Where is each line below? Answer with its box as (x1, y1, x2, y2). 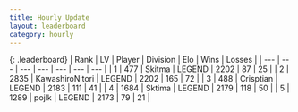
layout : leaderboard (9, 22, 87, 30)
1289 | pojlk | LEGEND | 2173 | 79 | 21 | (9, 92, 150, 103)
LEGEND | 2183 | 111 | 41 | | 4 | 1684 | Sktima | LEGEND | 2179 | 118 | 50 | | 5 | (9, 82, 290, 94)
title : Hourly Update (9, 13, 90, 22)
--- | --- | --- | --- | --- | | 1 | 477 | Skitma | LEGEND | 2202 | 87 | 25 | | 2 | (19, 64, 289, 74)
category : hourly (9, 30, 74, 39)
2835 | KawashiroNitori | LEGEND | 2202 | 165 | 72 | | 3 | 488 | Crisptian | (9, 73, 278, 84)
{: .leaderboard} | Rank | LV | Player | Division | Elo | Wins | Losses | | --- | (9, 55, 280, 65)
